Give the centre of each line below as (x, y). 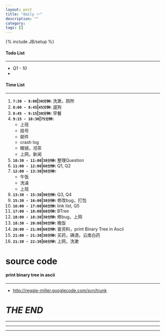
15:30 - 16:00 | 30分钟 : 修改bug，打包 (50, 200)
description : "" (22, 19)
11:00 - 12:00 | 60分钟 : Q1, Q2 (42, 166)
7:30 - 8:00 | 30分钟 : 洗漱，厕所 (44, 101)
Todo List (15, 53)
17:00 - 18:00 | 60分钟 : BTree (41, 211)
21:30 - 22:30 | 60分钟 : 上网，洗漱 (46, 241)
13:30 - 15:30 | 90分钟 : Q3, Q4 (42, 194)
